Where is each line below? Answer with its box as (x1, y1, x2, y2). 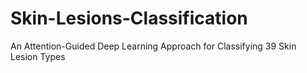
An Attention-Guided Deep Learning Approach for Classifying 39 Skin (10, 40, 297, 52)
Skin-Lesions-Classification (10, 7, 248, 30)
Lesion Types (10, 50, 66, 62)
